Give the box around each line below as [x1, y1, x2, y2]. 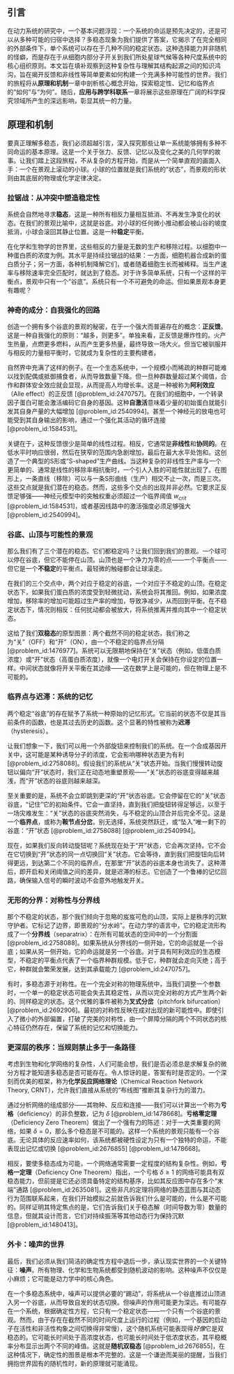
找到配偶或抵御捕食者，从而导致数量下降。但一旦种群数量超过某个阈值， [13, 373, 221, 381]
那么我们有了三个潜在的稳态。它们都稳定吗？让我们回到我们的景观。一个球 [7, 547, 221, 556]
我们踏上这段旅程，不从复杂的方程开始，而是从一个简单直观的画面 [25, 156, 214, 164]
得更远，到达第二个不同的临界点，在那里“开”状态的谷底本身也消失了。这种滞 [7, 858, 226, 867]
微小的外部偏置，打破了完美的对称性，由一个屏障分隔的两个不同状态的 [19, 1014, 221, 1022]
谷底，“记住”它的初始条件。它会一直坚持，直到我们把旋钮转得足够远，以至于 [7, 800, 226, 809]
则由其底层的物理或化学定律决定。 [7, 173, 105, 182]
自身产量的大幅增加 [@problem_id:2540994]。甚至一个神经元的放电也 [19, 407, 221, 416]
